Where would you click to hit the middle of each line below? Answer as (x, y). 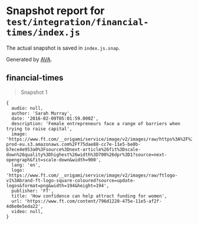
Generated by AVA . (29, 59)
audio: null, (27, 108)
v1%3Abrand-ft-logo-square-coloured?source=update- (71, 180)
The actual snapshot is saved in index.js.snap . (63, 48)
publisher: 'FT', (33, 191)
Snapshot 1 (34, 92)
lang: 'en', (26, 165)
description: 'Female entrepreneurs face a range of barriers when (96, 123)
